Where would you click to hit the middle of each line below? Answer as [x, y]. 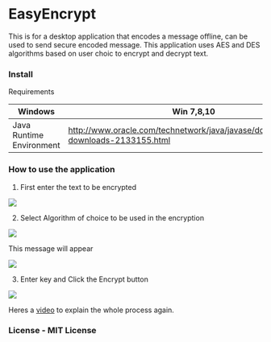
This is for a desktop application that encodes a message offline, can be [128, 36]
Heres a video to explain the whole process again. [92, 310]
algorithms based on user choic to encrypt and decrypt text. [108, 53]
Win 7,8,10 [194, 112]
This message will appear [51, 248]
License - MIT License [52, 331]
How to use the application [62, 170]
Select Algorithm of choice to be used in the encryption [112, 217]
